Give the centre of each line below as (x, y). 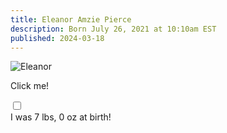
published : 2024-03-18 (57, 38)
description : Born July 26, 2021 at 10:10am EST (113, 29)
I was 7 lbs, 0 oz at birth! (61, 117)
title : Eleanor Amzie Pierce (71, 19)
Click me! (30, 86)
